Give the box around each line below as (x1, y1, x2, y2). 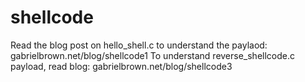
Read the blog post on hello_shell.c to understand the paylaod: (10, 39, 268, 51)
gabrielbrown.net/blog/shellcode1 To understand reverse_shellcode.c (10, 49, 295, 61)
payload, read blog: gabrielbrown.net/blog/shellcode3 (10, 60, 233, 72)
